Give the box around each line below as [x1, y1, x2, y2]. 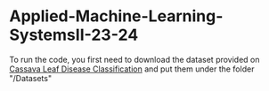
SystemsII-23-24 [9, 25, 139, 45]
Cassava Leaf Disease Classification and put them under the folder [9, 64, 255, 74]
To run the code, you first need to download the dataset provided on [9, 54, 260, 64]
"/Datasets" [9, 72, 52, 83]
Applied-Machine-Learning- [9, 6, 224, 27]
